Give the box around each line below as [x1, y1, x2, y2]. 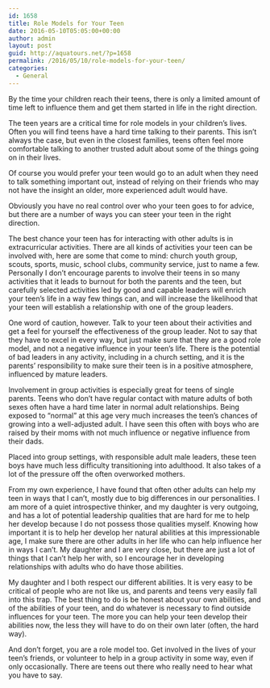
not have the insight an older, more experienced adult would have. [8, 185, 228, 194]
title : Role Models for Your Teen [8, 19, 125, 27]
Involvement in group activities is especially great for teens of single [8, 385, 235, 394]
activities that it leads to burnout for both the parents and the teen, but [8, 276, 242, 286]
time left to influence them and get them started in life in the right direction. [8, 102, 258, 112]
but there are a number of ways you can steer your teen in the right [8, 209, 231, 219]
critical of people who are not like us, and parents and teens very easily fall [8, 586, 258, 595]
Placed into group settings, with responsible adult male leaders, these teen [8, 452, 256, 461]
